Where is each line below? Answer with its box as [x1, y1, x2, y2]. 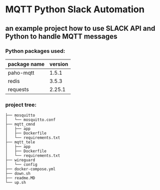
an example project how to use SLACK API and [5, 24, 155, 33]
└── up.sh [5, 180, 26, 185]
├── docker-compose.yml [5, 166, 56, 172]
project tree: [5, 101, 37, 108]
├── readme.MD [5, 176, 36, 181]
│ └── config [5, 162, 38, 167]
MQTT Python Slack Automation [5, 4, 145, 15]
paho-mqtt [8, 69, 35, 76]
